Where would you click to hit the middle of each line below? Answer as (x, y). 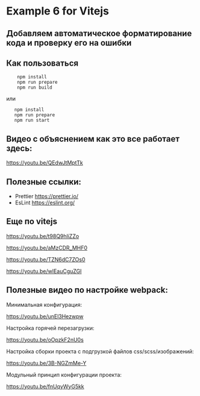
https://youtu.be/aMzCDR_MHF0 (47, 248)
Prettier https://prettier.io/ (47, 196)
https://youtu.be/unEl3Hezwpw (45, 316)
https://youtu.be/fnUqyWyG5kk (45, 386)
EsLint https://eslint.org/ (45, 203)
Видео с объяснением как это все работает (93, 139)
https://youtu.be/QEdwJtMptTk (45, 163)
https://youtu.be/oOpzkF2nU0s (45, 339)
